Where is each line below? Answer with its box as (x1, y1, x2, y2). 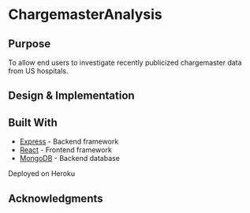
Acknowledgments (8, 192, 104, 205)
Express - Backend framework (19, 136, 119, 147)
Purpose (8, 37, 51, 50)
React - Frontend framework (19, 145, 112, 155)
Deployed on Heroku (8, 169, 76, 178)
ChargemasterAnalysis (8, 6, 163, 24)
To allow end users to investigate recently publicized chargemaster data (8, 58, 242, 67)
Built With (8, 116, 58, 129)
